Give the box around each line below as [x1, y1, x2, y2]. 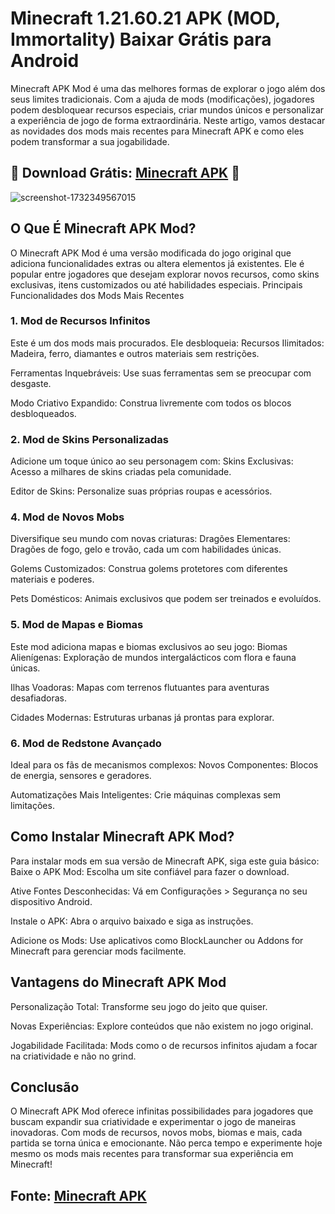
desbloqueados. [10, 407, 77, 419]
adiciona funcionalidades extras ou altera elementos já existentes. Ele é [10, 257, 305, 269]
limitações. [10, 800, 55, 812]
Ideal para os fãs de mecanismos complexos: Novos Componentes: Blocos [10, 759, 319, 771]
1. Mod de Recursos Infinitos [10, 314, 151, 328]
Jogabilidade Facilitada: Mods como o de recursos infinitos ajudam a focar [10, 1039, 318, 1051]
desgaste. [10, 377, 52, 389]
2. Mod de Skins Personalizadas [10, 432, 169, 446]
